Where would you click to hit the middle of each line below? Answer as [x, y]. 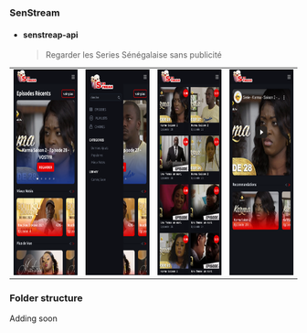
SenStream [35, 13]
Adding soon [33, 318]
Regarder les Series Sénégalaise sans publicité [133, 55]
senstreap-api [50, 35]
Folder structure [46, 298]
